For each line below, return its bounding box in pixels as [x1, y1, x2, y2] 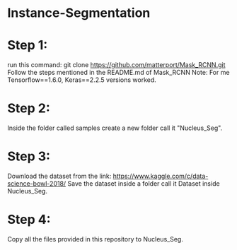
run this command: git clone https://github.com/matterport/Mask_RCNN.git [7, 61, 226, 69]
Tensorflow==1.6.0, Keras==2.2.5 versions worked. [7, 76, 157, 84]
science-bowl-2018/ [7, 179, 67, 188]
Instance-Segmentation [7, 5, 151, 21]
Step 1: [7, 37, 48, 54]
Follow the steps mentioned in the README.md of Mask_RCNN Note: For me [7, 69, 230, 77]
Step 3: [7, 148, 51, 165]
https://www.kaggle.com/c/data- [112, 172, 209, 180]
